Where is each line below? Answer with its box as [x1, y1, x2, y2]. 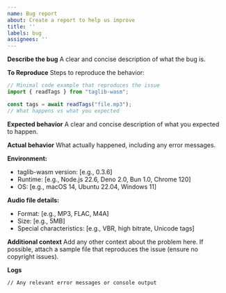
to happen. [7, 127, 38, 135]
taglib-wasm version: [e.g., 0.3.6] [17, 167, 113, 176]
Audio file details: [7, 196, 60, 204]
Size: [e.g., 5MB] [17, 217, 65, 225]
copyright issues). [7, 252, 59, 260]
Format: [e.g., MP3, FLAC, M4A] [17, 209, 109, 217]
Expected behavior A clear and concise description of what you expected [7, 119, 220, 128]
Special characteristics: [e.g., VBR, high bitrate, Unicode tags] [17, 224, 195, 233]
